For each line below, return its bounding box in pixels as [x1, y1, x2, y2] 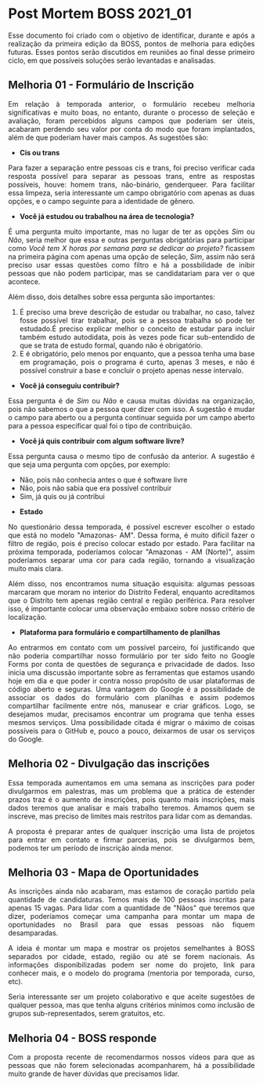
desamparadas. [8, 928, 59, 938]
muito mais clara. [8, 563, 63, 573]
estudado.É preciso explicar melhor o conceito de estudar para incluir [19, 323, 255, 333]
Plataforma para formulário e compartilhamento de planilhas [19, 627, 221, 636]
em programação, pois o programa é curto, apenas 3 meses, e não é [19, 357, 255, 366]
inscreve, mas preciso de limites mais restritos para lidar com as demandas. [8, 811, 253, 821]
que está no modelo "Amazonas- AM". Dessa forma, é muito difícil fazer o [8, 530, 255, 540]
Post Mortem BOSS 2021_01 [8, 5, 192, 23]
